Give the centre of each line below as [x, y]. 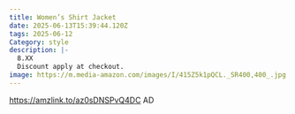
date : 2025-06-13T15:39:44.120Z [68, 26]
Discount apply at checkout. [71, 67]
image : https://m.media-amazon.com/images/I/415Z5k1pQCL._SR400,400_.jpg [148, 75]
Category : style [39, 42]
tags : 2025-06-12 [41, 34]
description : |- [39, 50]
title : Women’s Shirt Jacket [63, 17]
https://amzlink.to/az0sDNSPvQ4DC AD [82, 100]
